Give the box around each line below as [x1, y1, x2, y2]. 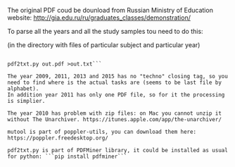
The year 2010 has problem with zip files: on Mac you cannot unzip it [7, 110, 222, 117]
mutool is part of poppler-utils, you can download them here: [7, 128, 197, 135]
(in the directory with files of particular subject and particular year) [7, 41, 201, 49]
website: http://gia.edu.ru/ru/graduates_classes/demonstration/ [7, 13, 191, 22]
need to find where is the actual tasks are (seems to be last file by [7, 79, 222, 86]
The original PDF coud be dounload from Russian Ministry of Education [7, 6, 213, 14]
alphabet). [7, 85, 39, 92]
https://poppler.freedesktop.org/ [7, 135, 109, 142]
